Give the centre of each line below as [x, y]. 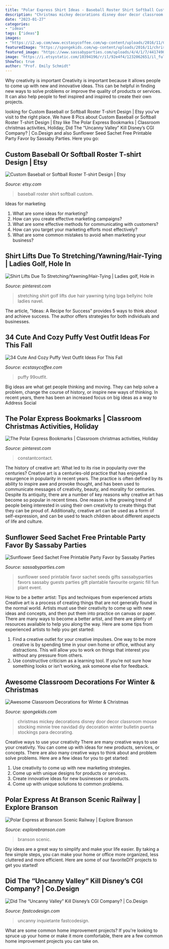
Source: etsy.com [23, 184]
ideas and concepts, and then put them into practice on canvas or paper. [80, 614]
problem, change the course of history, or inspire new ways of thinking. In [82, 392]
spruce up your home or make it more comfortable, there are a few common [84, 935]
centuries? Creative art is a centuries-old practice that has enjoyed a [76, 473]
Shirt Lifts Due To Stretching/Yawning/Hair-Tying [84, 256]
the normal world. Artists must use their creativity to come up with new [79, 608]
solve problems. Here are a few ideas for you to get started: [67, 758]
